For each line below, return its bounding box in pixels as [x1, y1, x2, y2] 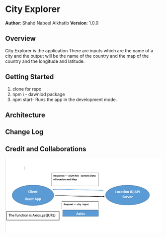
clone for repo [12, 86, 42, 92]
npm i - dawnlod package [12, 91, 65, 97]
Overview [5, 34, 36, 43]
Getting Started [5, 73, 54, 81]
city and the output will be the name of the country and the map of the [5, 53, 149, 59]
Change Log [5, 128, 44, 136]
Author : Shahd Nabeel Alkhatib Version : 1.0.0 [5, 20, 99, 26]
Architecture [5, 111, 46, 119]
